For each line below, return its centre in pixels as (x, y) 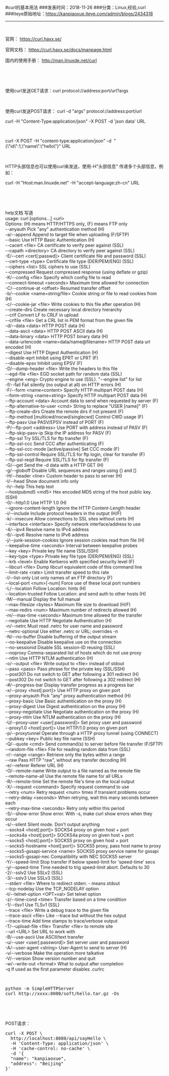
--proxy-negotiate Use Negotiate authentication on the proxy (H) (72, 712)
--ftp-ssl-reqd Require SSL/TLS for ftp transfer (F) (57, 460)
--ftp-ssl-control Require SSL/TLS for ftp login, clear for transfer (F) (75, 454)
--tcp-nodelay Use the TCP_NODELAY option (52, 889)
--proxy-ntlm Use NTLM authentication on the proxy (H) (63, 717)
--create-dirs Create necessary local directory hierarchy (64, 310)
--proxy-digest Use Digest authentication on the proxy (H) (65, 706)
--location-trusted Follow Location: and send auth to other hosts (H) (76, 594)
